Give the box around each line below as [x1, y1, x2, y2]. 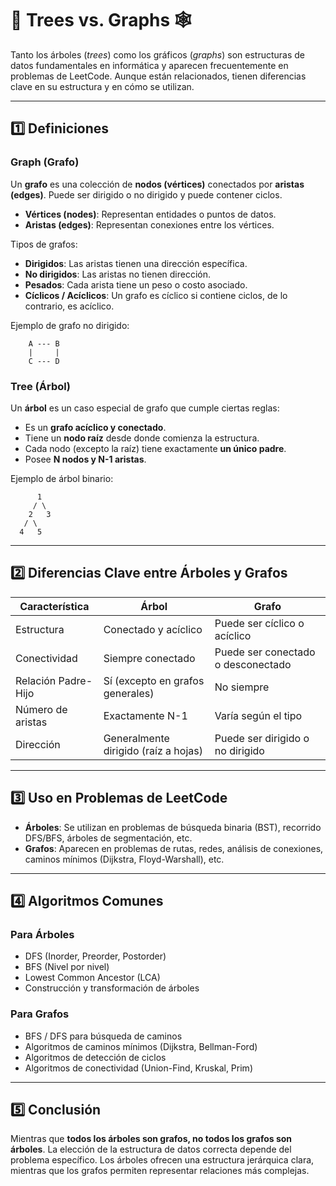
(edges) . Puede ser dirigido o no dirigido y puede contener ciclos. [10, 188, 283, 201]
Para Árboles [10, 927, 75, 941]
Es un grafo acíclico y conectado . [24, 421, 167, 433]
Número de [15, 702, 68, 716]
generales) [103, 686, 155, 700]
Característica [19, 599, 90, 613]
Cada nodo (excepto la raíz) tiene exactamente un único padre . [24, 442, 287, 454]
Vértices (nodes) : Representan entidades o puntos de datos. [24, 208, 277, 220]
